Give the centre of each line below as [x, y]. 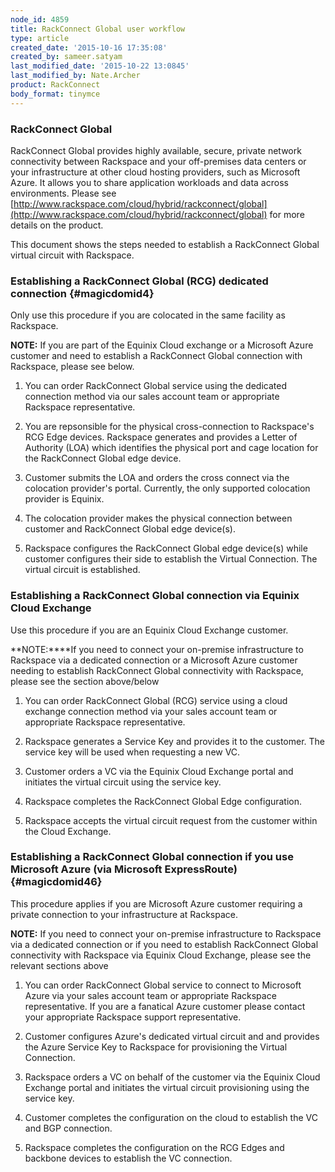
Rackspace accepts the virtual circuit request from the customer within [171, 820]
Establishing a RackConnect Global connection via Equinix [155, 596]
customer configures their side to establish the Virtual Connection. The [171, 559]
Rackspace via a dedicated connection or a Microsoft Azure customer [154, 660]
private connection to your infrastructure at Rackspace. [124, 914]
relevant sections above [59, 965]
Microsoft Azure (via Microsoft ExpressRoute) [124, 869]
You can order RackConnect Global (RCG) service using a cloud [156, 700]
